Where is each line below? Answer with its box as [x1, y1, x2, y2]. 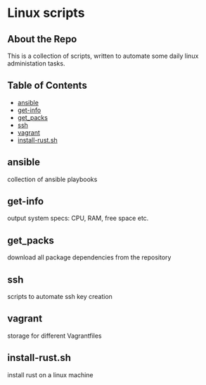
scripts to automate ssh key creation [7, 293, 112, 301]
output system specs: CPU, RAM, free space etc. [7, 214, 149, 223]
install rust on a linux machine [7, 370, 94, 379]
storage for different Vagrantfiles [7, 331, 102, 340]
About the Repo [7, 33, 77, 45]
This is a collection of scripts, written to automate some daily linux [7, 51, 199, 60]
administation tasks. [7, 59, 65, 68]
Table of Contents [7, 80, 88, 92]
